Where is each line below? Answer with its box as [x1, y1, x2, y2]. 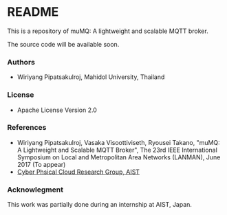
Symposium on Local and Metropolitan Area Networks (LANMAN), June [17, 152, 221, 161]
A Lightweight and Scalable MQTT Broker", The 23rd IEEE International [17, 146, 218, 154]
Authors [7, 57, 36, 67]
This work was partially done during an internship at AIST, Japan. [7, 201, 193, 209]
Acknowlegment [7, 185, 64, 194]
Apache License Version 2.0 [17, 106, 98, 114]
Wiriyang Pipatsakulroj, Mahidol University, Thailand [17, 73, 165, 81]
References [7, 123, 47, 133]
